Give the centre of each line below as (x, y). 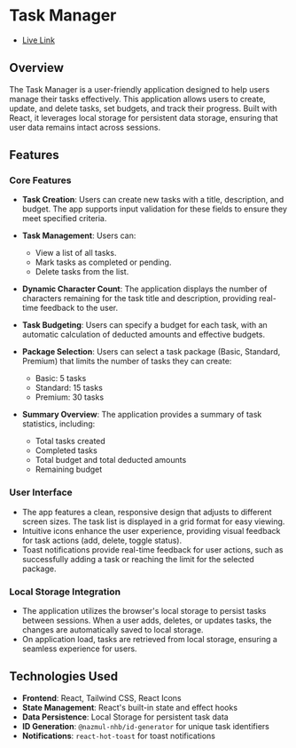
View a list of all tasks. (76, 253)
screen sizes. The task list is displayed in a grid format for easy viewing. (153, 521)
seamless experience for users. (79, 649)
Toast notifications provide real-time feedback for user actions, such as (152, 549)
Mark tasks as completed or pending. (103, 262)
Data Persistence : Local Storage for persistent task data (125, 717)
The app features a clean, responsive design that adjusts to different (147, 512)
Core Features (40, 180)
